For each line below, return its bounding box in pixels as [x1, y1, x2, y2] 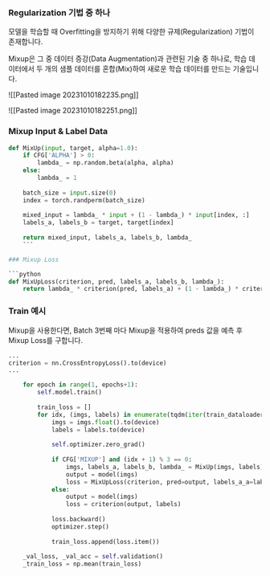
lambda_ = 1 [37, 174, 78, 182]
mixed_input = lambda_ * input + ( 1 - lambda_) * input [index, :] [22, 211, 250, 219]
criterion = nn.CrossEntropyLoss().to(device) [8, 359, 167, 367]
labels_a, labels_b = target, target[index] [22, 219, 174, 227]
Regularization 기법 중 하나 [8, 6, 111, 18]
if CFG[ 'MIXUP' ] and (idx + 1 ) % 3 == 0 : [51, 455, 193, 464]
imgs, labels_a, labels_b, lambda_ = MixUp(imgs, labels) [65, 463, 264, 471]
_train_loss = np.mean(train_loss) [22, 560, 142, 568]
